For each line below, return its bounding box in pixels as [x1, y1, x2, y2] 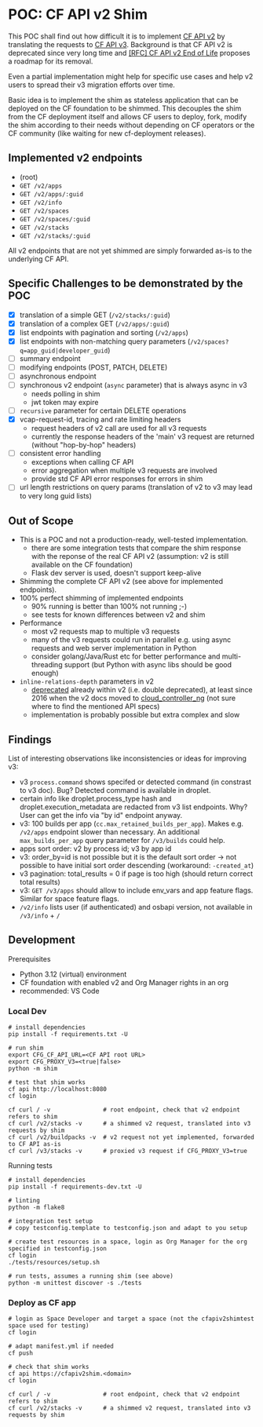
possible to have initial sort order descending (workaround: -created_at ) [19, 860, 254, 870]
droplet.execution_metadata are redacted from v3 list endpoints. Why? [19, 802, 248, 812]
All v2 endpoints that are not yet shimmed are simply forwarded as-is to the [8, 246, 253, 255]
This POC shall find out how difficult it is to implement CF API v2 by [8, 31, 225, 41]
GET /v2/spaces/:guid [19, 215, 90, 223]
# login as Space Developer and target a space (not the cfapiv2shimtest [8, 1315, 255, 1323]
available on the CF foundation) [31, 560, 133, 570]
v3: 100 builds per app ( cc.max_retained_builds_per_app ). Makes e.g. [19, 819, 244, 828]
